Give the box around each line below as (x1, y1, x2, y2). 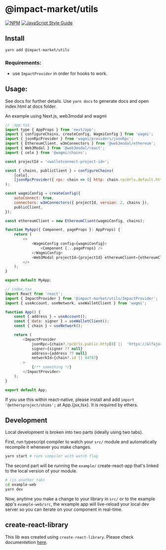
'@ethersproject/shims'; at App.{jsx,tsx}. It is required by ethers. (5, 402, 138, 408)
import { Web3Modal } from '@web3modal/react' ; (5, 145, 105, 151)
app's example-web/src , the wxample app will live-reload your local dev (5, 501, 149, 507)
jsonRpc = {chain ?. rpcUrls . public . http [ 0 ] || (31, 342, 123, 346)
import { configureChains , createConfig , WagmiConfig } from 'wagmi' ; (5, 132, 154, 137)
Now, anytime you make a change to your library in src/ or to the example (5, 495, 156, 502)
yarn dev (5, 487, 23, 492)
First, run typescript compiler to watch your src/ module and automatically (5, 439, 157, 445)
